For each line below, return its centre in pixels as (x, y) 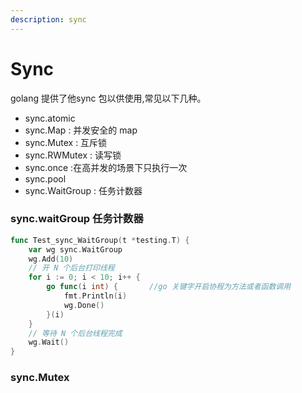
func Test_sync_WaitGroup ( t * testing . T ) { (100, 240)
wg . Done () (84, 305)
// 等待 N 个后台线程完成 (75, 333)
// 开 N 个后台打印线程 (71, 268)
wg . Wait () (49, 342)
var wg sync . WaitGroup (75, 249)
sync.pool (45, 178)
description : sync (48, 19)
